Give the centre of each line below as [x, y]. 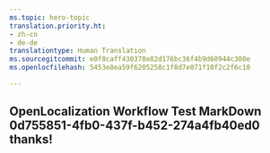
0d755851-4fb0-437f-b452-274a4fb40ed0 [135, 126]
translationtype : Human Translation [78, 51]
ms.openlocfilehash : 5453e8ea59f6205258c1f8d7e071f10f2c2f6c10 [130, 68]
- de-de [24, 42]
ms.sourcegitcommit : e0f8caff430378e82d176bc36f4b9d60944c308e [130, 59]
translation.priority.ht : [57, 26]
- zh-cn [24, 34]
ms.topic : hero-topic [50, 17]
